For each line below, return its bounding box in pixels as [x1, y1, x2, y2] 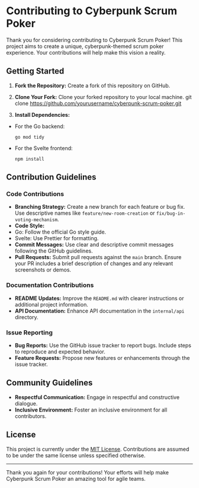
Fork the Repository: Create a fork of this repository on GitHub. [14, 82, 171, 89]
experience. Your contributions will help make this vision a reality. [6, 49, 166, 56]
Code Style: [14, 222, 45, 229]
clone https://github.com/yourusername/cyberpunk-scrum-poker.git [14, 100, 182, 107]
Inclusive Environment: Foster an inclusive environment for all [14, 406, 168, 413]
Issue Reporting [6, 328, 53, 336]
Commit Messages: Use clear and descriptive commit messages [14, 241, 174, 248]
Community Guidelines [6, 378, 93, 388]
